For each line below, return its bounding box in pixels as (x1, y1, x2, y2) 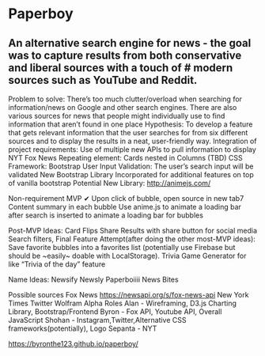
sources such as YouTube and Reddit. (8, 73, 198, 87)
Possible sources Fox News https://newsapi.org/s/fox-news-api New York (8, 290, 249, 299)
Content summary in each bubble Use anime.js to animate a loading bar (8, 203, 241, 211)
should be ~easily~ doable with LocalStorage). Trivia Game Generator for (8, 251, 247, 260)
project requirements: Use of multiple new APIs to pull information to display (8, 145, 257, 154)
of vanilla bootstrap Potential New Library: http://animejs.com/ (8, 179, 211, 187)
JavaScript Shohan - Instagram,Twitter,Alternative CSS (8, 316, 187, 324)
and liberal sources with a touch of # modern (8, 61, 233, 74)
